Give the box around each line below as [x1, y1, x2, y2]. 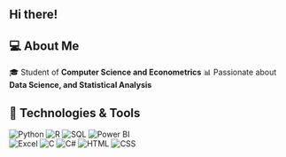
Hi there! [9, 7, 58, 22]
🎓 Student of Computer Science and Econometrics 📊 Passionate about [9, 67, 277, 78]
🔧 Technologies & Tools [9, 106, 141, 121]
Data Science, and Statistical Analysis [9, 80, 152, 90]
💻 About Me [9, 38, 80, 53]
